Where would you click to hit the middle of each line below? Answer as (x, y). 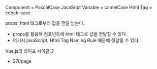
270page (22, 61)
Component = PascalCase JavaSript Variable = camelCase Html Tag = (79, 7)
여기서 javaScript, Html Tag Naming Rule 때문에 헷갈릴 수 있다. (76, 40)
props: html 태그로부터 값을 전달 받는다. (45, 23)
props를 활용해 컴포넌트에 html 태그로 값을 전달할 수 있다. (70, 34)
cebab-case (18, 13)
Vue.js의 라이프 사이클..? (30, 51)
